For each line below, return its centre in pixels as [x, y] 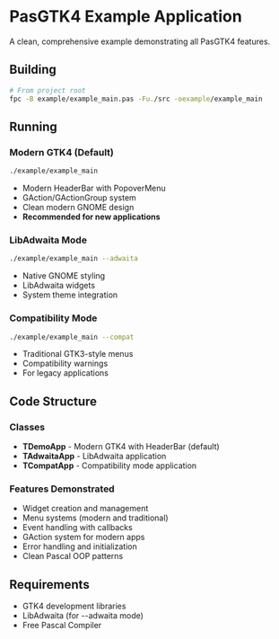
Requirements [49, 585]
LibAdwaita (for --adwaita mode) [83, 616]
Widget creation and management [85, 509]
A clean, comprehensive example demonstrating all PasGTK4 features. [140, 41]
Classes [27, 427]
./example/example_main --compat [72, 337]
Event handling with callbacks [77, 528]
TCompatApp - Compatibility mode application [109, 466]
